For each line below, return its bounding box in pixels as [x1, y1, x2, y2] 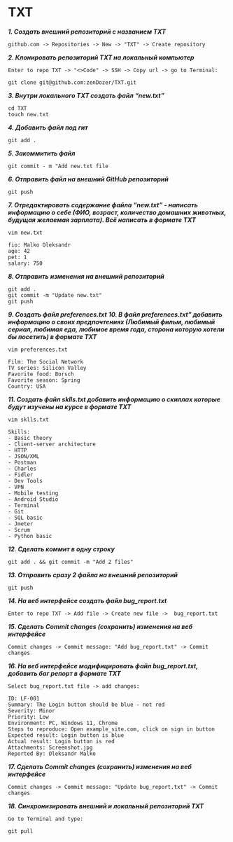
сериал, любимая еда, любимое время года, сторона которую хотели [8, 325, 225, 333]
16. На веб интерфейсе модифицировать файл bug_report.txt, [8, 661, 199, 670]
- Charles [8, 465, 37, 472]
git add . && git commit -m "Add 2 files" [8, 558, 134, 565]
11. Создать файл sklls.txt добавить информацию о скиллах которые [8, 395, 221, 403]
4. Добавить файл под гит [8, 123, 88, 132]
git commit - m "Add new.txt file [8, 163, 109, 170]
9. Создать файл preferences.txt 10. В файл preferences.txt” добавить [8, 310, 223, 319]
